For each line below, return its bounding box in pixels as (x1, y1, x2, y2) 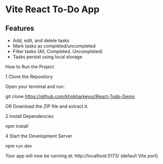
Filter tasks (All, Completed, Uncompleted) (12, 49, 103, 54)
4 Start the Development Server (5, 133, 73, 139)
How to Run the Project (5, 64, 54, 69)
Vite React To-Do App (5, 4, 100, 15)
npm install (5, 123, 29, 129)
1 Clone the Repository (5, 74, 53, 80)
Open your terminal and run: (5, 83, 65, 89)
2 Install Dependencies (5, 113, 54, 119)
